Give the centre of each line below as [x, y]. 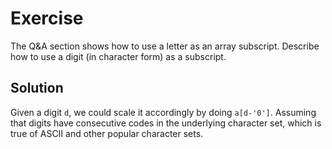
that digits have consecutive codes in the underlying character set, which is [166, 123]
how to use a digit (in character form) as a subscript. [118, 56]
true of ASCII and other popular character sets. [107, 133]
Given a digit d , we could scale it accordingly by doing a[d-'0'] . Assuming [163, 112]
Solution [37, 88]
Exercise [47, 18]
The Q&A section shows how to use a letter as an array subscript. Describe [165, 46]
